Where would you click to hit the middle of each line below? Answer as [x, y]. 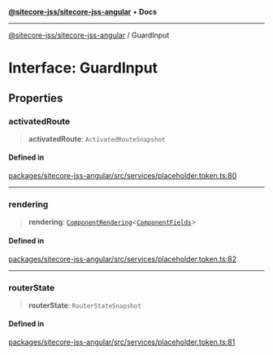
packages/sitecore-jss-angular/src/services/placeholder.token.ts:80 [123, 176]
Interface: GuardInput [83, 68]
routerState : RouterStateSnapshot [85, 305]
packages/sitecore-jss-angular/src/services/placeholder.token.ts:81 [122, 342]
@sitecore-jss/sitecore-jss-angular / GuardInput [89, 35]
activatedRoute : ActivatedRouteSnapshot [97, 138]
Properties [36, 98]
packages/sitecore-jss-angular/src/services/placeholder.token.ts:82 [123, 259]
